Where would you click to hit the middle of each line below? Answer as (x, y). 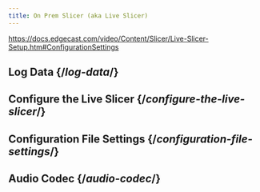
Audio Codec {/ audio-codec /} (85, 179)
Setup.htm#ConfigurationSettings (64, 47)
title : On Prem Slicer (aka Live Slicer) (78, 16)
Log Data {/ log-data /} (64, 72)
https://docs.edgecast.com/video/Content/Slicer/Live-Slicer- (109, 38)
